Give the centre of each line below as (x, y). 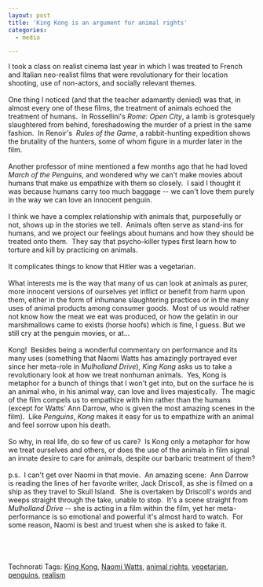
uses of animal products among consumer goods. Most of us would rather (129, 308)
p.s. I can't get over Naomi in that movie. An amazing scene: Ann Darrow (128, 475)
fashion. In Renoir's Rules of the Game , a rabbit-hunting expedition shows (130, 133)
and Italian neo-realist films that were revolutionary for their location (118, 75)
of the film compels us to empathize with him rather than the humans (120, 400)
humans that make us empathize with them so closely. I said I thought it (124, 183)
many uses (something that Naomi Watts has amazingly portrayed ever (123, 359)
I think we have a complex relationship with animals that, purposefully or (125, 217)
